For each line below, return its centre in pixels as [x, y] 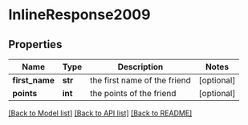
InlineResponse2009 [79, 15]
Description [140, 67]
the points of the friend [133, 93]
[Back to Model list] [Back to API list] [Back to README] [100, 113]
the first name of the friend [140, 80]
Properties [35, 44]
